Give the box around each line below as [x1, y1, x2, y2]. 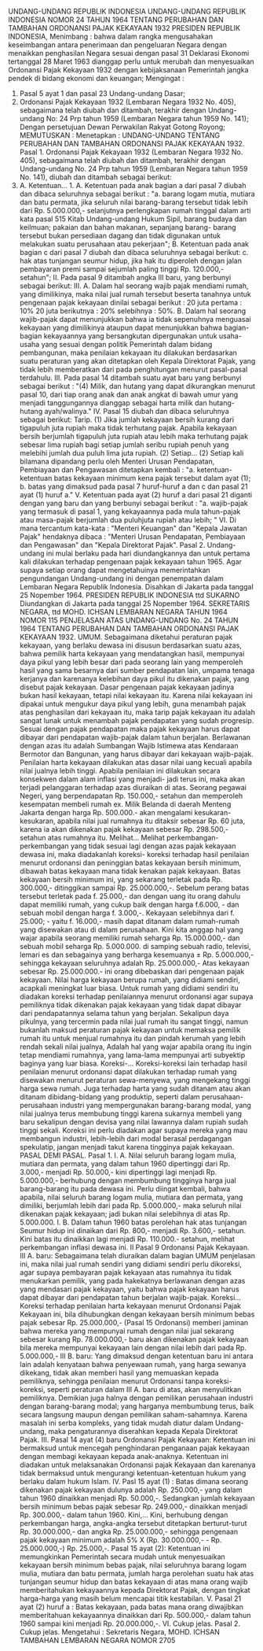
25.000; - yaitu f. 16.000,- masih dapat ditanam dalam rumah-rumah [19, 917, 239, 925]
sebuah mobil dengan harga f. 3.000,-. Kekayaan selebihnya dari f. [19, 908, 236, 918]
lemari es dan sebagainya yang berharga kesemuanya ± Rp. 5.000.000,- [19, 950, 254, 959]
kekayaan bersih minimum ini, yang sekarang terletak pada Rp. [19, 875, 223, 884]
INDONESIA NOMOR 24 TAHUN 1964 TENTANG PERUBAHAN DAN [8, 15, 224, 24]
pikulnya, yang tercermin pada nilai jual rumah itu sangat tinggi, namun [19, 1017, 249, 1026]
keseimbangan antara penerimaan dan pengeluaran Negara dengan [8, 40, 228, 50]
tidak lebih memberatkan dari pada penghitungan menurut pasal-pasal [19, 365, 248, 374]
